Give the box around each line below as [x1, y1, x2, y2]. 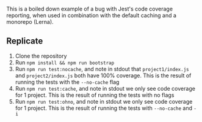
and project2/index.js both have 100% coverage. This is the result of [15, 72, 192, 79]
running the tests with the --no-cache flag [15, 78, 120, 85]
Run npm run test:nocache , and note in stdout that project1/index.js [15, 65, 189, 72]
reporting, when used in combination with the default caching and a [6, 12, 177, 19]
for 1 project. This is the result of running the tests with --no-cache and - [15, 104, 197, 112]
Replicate [6, 36, 43, 47]
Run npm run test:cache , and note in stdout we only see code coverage [15, 85, 195, 92]
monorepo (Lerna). [6, 18, 54, 25]
